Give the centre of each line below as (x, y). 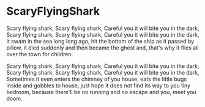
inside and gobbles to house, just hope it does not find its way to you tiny (99, 85)
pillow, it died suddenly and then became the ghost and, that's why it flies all (102, 48)
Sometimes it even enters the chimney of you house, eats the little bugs (97, 79)
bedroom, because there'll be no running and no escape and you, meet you (102, 92)
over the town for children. (40, 54)
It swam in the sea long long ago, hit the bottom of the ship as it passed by (100, 41)
